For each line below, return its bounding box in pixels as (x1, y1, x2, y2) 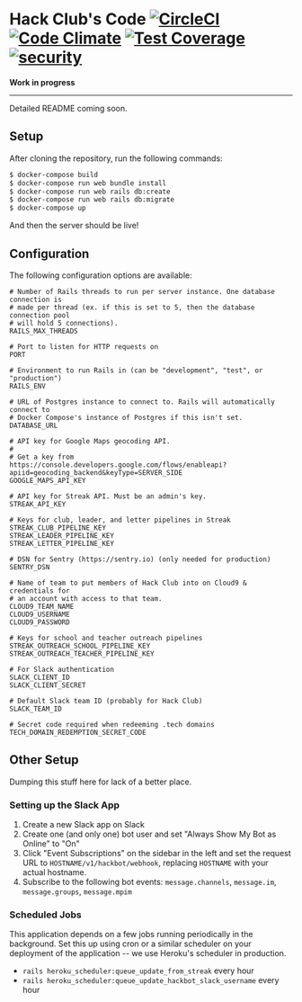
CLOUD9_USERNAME (9, 610, 70, 619)
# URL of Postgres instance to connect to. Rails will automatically (9, 397, 276, 407)
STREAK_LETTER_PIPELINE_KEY (9, 539, 115, 548)
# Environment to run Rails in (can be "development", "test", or (9, 365, 263, 375)
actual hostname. (22, 867, 87, 878)
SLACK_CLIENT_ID (9, 673, 70, 682)
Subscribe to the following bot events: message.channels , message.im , (22, 877, 277, 888)
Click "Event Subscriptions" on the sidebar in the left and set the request (22, 848, 292, 859)
